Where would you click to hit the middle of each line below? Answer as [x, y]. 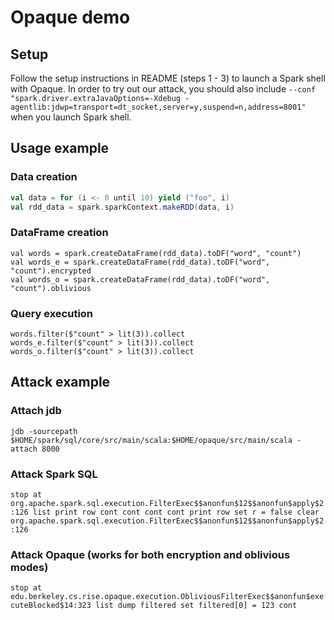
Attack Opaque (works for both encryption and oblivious [150, 554]
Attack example [60, 382]
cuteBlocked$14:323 [51, 606]
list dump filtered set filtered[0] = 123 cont [196, 606]
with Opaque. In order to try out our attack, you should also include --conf [163, 89]
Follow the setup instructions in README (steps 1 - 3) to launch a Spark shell [168, 78]
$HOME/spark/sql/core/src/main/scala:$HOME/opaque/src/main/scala [151, 440]
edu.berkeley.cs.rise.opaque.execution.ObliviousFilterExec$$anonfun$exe [167, 597]
